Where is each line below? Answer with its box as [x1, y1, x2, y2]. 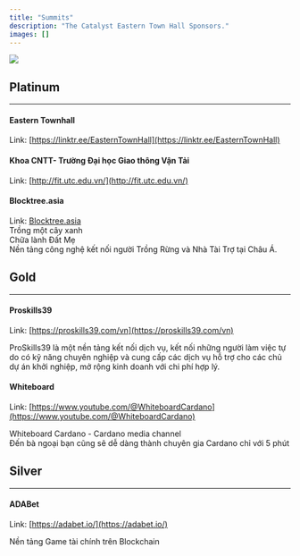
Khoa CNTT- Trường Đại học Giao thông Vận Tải [9, 155, 190, 165]
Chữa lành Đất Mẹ [9, 234, 76, 245]
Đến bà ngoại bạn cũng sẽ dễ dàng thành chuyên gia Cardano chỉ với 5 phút [9, 438, 290, 449]
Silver [9, 464, 43, 479]
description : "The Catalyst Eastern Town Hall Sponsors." [9, 21, 229, 30]
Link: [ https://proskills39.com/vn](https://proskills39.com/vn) [9, 324, 234, 335]
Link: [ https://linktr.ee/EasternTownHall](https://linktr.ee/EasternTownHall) [9, 135, 280, 146]
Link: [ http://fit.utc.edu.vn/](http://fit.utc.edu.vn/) [9, 175, 189, 186]
